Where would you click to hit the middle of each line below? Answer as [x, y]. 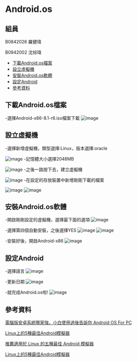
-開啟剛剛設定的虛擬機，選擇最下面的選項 [48, 220]
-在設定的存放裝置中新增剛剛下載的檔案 [64, 180]
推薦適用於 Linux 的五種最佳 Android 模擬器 [50, 344]
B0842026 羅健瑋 [23, 42]
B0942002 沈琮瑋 [23, 52]
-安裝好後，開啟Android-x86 [34, 241]
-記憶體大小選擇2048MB [49, 159]
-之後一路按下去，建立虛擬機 [53, 169]
